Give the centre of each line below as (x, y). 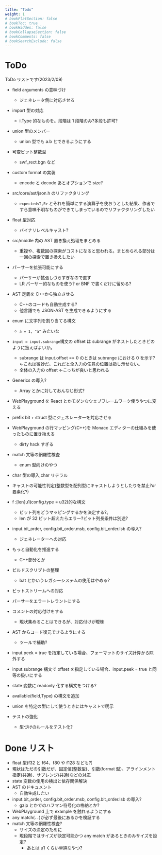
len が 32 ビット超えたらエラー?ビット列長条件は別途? (73, 518)
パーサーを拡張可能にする (38, 267)
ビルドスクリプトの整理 (35, 570)
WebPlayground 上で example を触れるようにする (62, 811)
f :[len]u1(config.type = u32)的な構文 (49, 502)
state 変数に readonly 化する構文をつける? (54, 685)
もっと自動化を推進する (35, 549)
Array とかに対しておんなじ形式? (52, 391)
